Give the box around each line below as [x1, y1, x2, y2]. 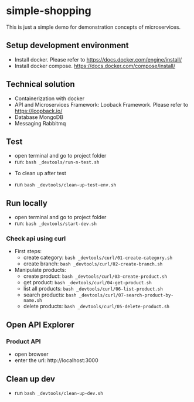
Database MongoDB [14, 113, 63, 121]
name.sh [23, 298, 42, 304]
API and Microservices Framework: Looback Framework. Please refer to [14, 101, 189, 108]
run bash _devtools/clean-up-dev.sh [14, 389, 104, 396]
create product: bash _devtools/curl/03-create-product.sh [23, 272, 168, 280]
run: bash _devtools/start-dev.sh [14, 220, 97, 227]
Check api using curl [6, 234, 66, 243]
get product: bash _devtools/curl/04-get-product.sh [23, 279, 152, 286]
